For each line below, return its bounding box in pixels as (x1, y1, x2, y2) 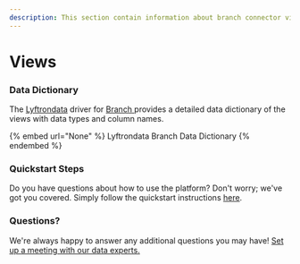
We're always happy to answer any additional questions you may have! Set (9, 234, 284, 246)
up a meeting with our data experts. (9, 244, 140, 255)
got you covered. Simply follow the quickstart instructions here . (9, 192, 243, 203)
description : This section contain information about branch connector (9, 13, 281, 22)
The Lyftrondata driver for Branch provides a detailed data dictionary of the (9, 104, 286, 115)
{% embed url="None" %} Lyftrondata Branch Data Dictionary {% (9, 131, 250, 141)
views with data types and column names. (9, 114, 164, 124)
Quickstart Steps (9, 163, 85, 175)
